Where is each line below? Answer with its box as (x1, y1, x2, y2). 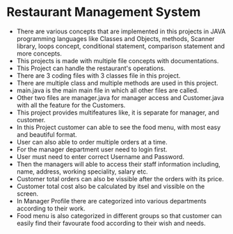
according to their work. (16, 204, 86, 212)
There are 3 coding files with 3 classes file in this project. (16, 71, 181, 80)
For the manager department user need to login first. (16, 145, 168, 153)
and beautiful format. (16, 130, 77, 139)
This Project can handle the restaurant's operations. (16, 64, 166, 72)
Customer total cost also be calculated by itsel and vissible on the (16, 182, 205, 190)
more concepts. (16, 49, 62, 58)
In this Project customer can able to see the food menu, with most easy (16, 123, 221, 131)
